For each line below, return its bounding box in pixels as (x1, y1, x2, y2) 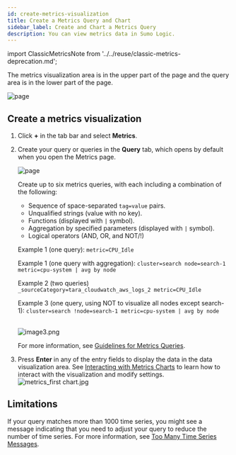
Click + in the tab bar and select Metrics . (17, 132, 138, 140)
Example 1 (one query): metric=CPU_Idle (17, 245, 134, 254)
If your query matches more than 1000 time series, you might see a (7, 417, 203, 425)
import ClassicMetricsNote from (7, 50, 101, 58)
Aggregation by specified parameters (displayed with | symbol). (28, 224, 215, 232)
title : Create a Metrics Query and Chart (7, 17, 131, 24)
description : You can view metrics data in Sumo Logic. (7, 30, 175, 38)
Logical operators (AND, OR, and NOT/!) (28, 232, 145, 240)
